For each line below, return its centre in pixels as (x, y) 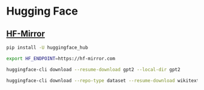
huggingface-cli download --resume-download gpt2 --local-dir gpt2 (93, 69)
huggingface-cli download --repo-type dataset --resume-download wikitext (103, 80)
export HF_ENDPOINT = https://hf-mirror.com (61, 58)
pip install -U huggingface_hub (47, 47)
